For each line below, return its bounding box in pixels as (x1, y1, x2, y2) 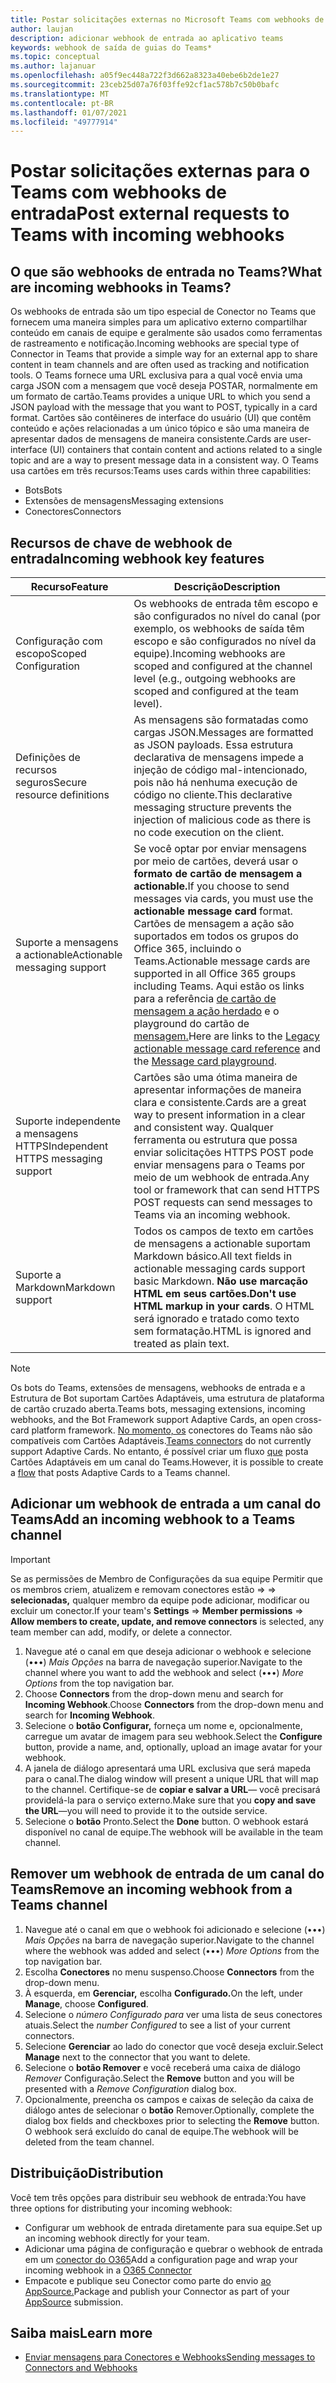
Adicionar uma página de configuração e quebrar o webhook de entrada (24, 2242, 323, 2255)
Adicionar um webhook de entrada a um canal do (10, 1496, 322, 1513)
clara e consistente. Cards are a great (133, 1096, 307, 1110)
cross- (294, 1414, 323, 1426)
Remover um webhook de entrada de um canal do (10, 1866, 325, 1883)
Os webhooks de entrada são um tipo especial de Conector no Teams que (10, 306, 317, 318)
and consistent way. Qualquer (133, 1121, 274, 1135)
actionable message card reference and (133, 1042, 321, 1056)
